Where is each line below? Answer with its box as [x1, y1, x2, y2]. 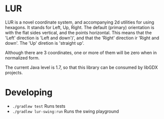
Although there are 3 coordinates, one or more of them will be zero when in [5, 50, 157, 56]
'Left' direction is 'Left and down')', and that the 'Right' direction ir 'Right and [5, 35, 160, 41]
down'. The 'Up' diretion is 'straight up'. [5, 40, 85, 46]
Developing [5, 87, 53, 98]
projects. [5, 69, 23, 75]
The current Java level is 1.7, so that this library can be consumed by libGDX [5, 64, 158, 70]
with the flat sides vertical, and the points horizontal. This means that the [5, 30, 152, 35]
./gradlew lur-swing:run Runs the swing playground [12, 108, 119, 114]
